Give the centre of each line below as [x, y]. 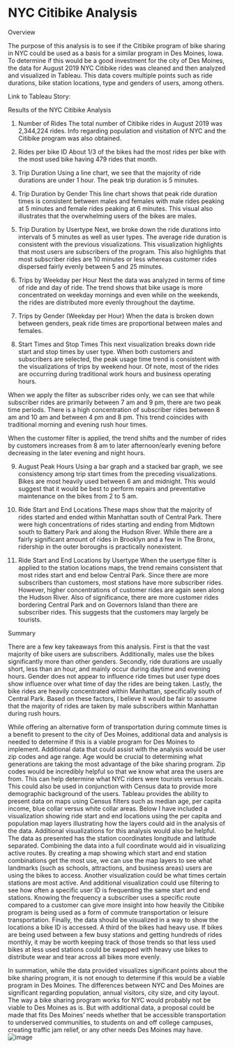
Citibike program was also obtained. [70, 138]
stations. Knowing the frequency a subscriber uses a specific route [104, 897]
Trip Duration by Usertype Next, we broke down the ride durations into [119, 229]
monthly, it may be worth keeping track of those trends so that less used [112, 942]
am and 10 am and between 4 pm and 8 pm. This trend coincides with [108, 417]
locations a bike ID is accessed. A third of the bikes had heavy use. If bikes [115, 927]
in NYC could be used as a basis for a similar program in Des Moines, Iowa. [116, 53]
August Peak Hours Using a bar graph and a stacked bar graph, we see [120, 466]
